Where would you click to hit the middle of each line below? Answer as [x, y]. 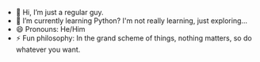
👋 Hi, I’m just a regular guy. [60, 12]
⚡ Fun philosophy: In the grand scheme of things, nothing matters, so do [134, 38]
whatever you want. [48, 49]
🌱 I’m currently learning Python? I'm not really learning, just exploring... [132, 21]
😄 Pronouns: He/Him [50, 29]
